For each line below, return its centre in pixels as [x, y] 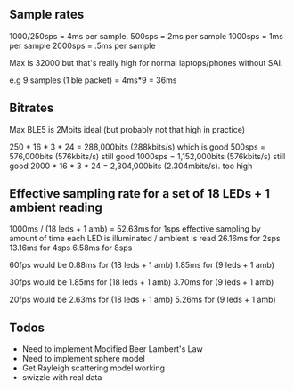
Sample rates [47, 15]
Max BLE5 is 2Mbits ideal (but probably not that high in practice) [127, 129]
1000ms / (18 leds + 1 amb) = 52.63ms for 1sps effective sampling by [135, 229]
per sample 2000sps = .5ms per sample [82, 45]
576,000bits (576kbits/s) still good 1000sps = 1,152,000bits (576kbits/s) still [147, 156]
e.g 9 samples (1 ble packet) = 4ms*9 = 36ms [93, 80]
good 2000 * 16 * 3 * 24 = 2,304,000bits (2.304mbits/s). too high [131, 166]
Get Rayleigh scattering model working [94, 368]
